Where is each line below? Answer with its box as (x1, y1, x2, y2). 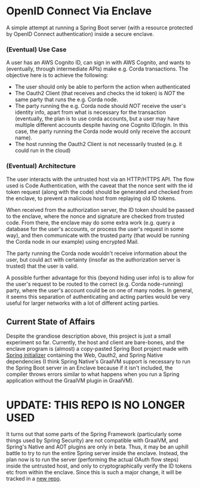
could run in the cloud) (14, 147, 71, 154)
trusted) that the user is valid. (6, 262, 79, 269)
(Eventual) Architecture (6, 162, 76, 170)
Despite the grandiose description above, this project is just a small (6, 332, 171, 340)
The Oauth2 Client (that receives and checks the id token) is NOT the (14, 90, 185, 97)
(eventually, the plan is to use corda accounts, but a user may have (14, 115, 180, 122)
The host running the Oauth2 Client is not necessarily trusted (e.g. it (14, 141, 182, 148)
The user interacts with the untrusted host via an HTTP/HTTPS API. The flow (6, 175, 195, 183)
